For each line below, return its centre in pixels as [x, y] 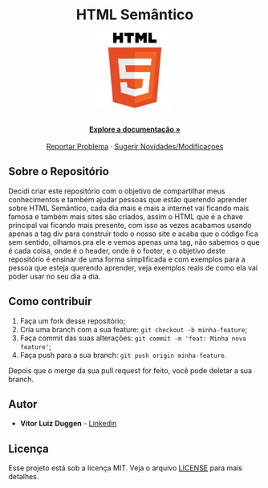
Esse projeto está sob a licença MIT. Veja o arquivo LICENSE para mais [126, 468]
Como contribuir [50, 301]
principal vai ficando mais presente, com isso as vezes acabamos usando [130, 225]
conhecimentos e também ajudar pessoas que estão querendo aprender [128, 199]
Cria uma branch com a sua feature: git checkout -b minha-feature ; [133, 329]
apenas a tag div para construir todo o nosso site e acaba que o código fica [133, 234]
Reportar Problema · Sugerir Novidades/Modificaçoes [135, 146]
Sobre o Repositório [59, 171]
